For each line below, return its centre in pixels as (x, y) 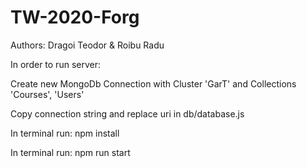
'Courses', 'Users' (47, 94)
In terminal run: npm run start (70, 152)
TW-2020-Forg (75, 17)
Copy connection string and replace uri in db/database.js (127, 113)
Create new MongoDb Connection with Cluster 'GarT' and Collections (153, 83)
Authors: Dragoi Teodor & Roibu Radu (87, 45)
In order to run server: (55, 64)
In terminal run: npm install (65, 133)
